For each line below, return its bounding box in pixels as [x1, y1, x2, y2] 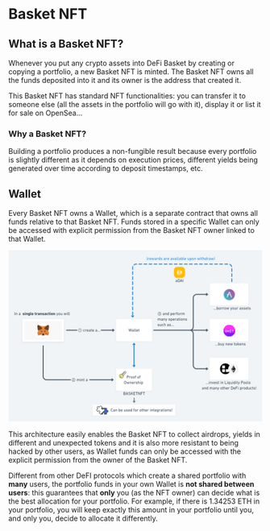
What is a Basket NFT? [8, 37, 124, 51]
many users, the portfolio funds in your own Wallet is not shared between [8, 479, 255, 488]
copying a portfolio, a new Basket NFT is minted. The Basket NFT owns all [8, 67, 254, 77]
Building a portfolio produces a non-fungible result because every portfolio [8, 147, 257, 156]
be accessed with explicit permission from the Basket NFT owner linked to [8, 226, 255, 235]
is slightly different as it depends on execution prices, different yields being [8, 155, 258, 165]
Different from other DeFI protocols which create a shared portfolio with [8, 471, 247, 480]
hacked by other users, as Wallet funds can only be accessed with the [8, 446, 242, 456]
